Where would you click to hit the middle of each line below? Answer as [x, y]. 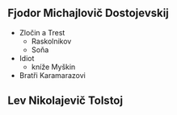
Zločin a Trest [42, 32]
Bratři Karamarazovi [52, 75]
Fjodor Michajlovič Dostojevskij [88, 13]
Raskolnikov [51, 41]
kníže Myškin [53, 67]
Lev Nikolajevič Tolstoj [65, 101]
